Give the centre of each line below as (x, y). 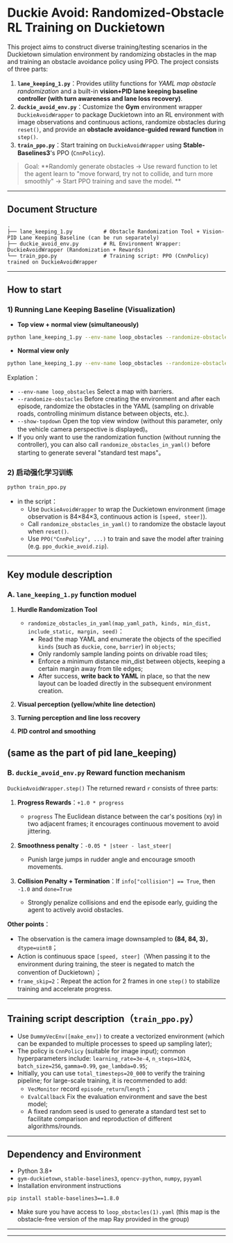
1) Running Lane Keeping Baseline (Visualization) (91, 309)
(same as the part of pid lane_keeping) (92, 753)
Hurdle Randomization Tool (57, 610)
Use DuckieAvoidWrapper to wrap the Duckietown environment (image (126, 510)
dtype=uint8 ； (37, 948)
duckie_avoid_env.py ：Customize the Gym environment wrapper (110, 106)
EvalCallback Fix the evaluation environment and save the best (117, 1096)
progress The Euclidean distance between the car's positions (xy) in (124, 816)
